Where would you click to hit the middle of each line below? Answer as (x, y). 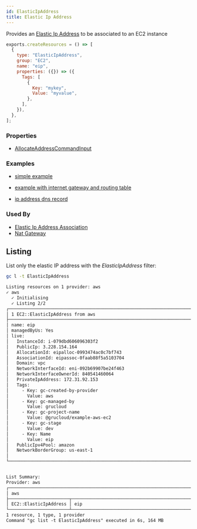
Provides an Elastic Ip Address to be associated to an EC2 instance (87, 33)
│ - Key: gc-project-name (43, 412)
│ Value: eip (30, 439)
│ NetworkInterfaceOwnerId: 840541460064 (60, 374)
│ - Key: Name (28, 434)
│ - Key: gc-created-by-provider (52, 390)
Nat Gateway (30, 233)
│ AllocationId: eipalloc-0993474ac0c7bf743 (64, 352)
